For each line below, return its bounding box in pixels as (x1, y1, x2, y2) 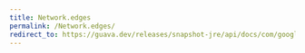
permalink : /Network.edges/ (9, 22, 116, 31)
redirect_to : (9, 30, 59, 39)
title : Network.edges (9, 13, 92, 22)
